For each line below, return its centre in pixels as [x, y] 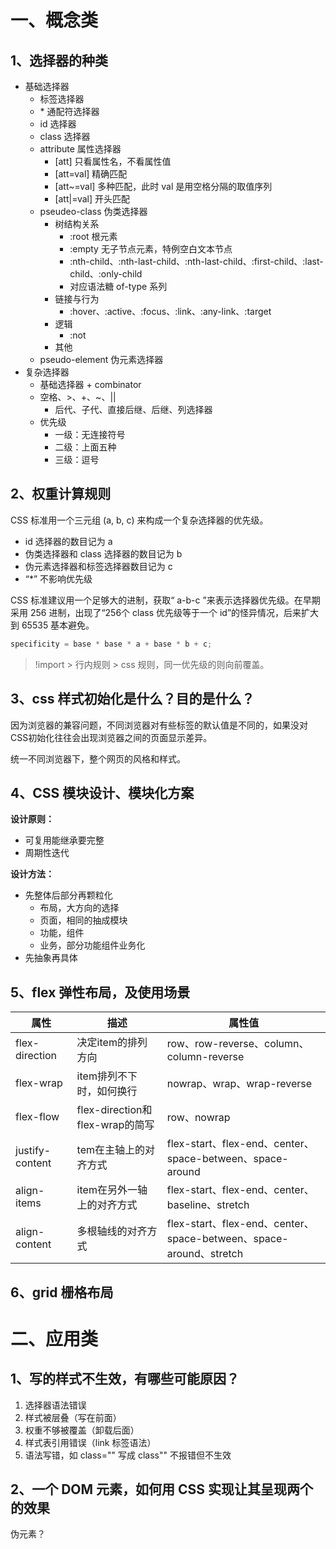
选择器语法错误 [55, 1405]
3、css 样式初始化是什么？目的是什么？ [132, 699]
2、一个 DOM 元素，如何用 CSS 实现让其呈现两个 [162, 1489]
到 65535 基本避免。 [52, 625]
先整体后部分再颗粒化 [68, 895]
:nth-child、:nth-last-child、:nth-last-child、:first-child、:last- [196, 261]
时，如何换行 [107, 1091]
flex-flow [37, 1117]
